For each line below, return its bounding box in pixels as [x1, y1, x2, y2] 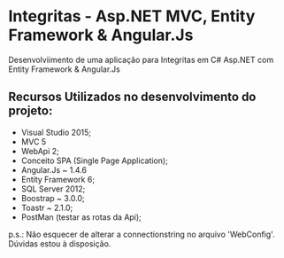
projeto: [8, 104, 53, 119]
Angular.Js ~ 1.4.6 [20, 164, 88, 175]
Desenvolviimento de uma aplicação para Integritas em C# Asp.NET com [8, 54, 274, 65]
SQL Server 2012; [20, 184, 86, 194]
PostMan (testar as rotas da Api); [20, 211, 142, 223]
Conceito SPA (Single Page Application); [20, 155, 169, 166]
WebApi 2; [20, 145, 59, 156]
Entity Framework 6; [20, 174, 95, 184]
